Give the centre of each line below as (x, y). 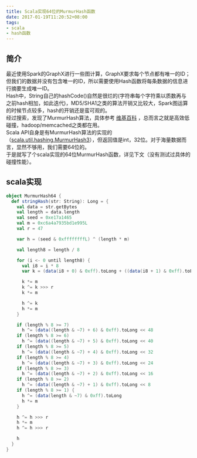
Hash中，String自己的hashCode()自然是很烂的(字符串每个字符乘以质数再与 (96, 96)
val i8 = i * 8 (40, 266)
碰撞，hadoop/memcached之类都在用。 (54, 125)
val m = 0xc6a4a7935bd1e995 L (52, 223)
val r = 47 (30, 229)
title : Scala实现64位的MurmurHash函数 (51, 11)
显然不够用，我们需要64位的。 (53, 147)
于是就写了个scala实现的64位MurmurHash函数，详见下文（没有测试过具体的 (98, 154)
